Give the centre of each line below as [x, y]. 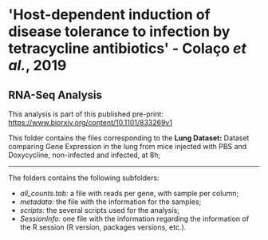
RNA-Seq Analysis [55, 94]
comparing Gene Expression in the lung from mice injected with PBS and [128, 146]
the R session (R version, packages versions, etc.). [103, 227]
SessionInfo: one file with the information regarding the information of [134, 218]
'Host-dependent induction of [109, 15]
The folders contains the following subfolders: [84, 178]
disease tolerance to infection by [119, 31]
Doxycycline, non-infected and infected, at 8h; [85, 155]
